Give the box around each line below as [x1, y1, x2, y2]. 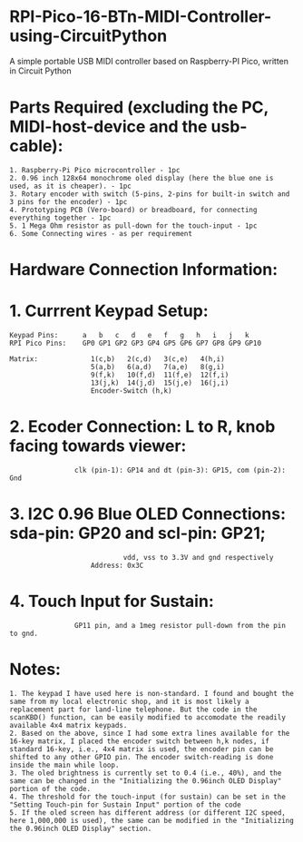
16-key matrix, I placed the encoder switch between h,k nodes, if [9, 737, 270, 746]
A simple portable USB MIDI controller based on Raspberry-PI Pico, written [9, 55, 288, 66]
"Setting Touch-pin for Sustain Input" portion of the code [9, 800, 242, 809]
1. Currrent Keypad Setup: [9, 301, 209, 321]
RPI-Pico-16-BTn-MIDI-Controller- [9, 6, 272, 27]
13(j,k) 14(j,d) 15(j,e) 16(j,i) [90, 378, 230, 387]
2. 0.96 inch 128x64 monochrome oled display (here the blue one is [9, 173, 274, 182]
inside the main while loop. [9, 760, 120, 769]
